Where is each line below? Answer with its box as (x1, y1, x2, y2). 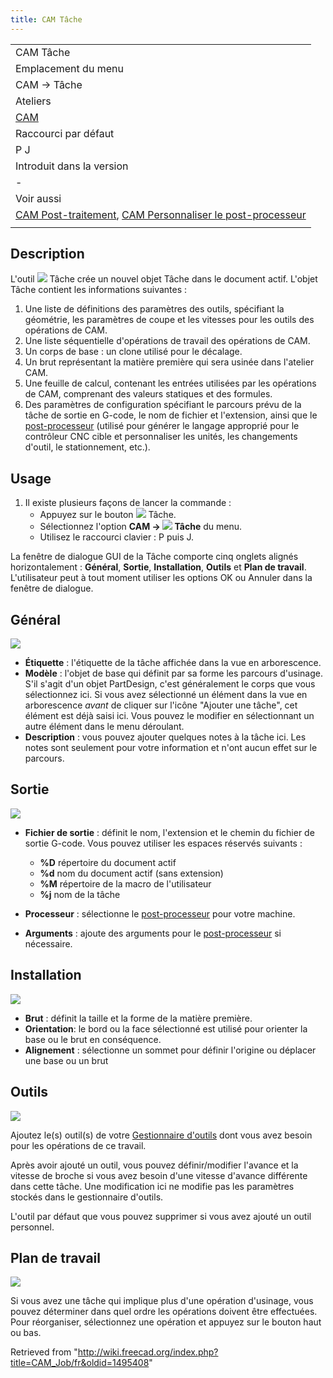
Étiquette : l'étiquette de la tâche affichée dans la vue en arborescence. (24, 657, 322, 669)
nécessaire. (24, 937, 73, 950)
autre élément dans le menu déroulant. (24, 721, 185, 733)
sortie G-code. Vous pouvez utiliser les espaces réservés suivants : (24, 837, 303, 849)
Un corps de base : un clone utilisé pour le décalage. (24, 346, 243, 358)
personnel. (10, 1221, 55, 1233)
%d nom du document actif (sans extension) (39, 867, 224, 879)
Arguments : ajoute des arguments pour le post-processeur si (24, 927, 282, 939)
